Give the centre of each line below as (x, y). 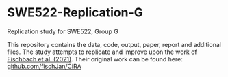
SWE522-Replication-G (75, 13)
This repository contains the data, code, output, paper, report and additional (114, 44)
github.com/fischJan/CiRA (45, 66)
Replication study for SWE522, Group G (63, 31)
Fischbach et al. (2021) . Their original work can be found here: (95, 59)
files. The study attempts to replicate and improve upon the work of (102, 52)
